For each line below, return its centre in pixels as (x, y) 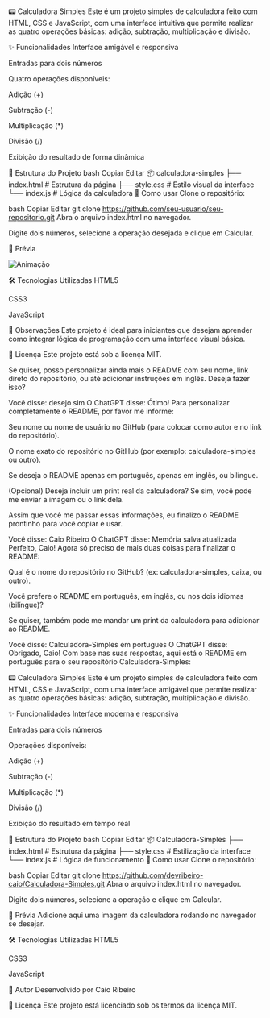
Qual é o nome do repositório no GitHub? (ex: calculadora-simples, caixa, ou (135, 572)
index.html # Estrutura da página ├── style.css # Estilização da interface (130, 851)
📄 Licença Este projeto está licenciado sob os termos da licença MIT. (123, 1005)
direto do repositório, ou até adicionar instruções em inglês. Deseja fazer (129, 378)
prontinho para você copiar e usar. (66, 524)
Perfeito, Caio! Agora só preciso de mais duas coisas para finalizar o (122, 548)
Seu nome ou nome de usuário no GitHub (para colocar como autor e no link (135, 427)
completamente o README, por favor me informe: (91, 411)
